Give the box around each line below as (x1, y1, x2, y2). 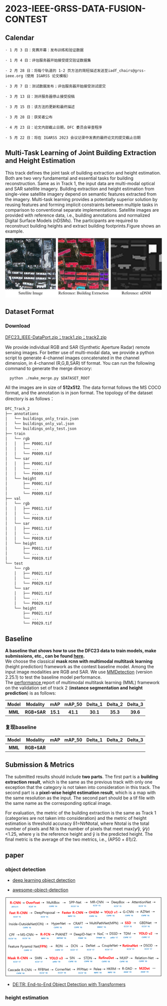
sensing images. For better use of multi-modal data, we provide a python (5, 350, 155, 356)
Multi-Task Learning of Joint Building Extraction (5, 149, 157, 157)
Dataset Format (5, 307, 54, 316)
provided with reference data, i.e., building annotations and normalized (5, 212, 150, 218)
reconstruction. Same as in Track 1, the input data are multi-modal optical (5, 180, 155, 186)
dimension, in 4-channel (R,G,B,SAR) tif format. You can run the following (5, 360, 155, 366)
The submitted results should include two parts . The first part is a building (5, 774, 158, 780)
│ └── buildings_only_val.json (5, 421, 75, 427)
